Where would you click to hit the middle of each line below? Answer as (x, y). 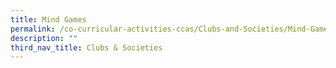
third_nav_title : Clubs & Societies (86, 47)
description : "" (44, 38)
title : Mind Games (48, 19)
